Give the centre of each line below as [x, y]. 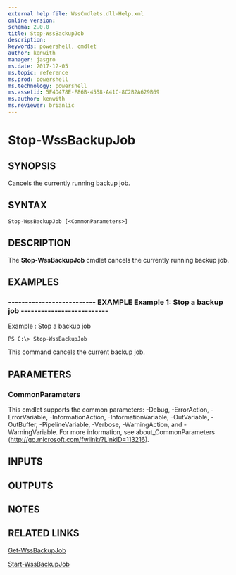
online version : [32, 20]
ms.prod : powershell [38, 79]
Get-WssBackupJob [37, 550]
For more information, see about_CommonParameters [137, 432]
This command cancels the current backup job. [76, 352]
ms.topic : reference [38, 72]
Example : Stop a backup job [49, 326]
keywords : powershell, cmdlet [52, 46]
